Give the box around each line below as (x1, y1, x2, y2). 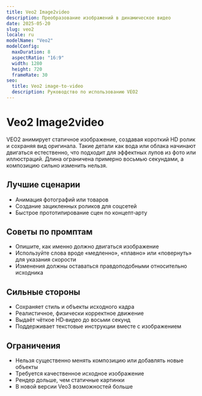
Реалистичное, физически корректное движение (15, 309, 144, 317)
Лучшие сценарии (6, 179, 81, 190)
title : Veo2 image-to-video (12, 83, 84, 90)
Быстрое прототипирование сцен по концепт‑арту (15, 209, 148, 216)
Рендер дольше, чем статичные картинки (15, 376, 125, 384)
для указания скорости (15, 256, 77, 263)
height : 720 (12, 66, 43, 72)
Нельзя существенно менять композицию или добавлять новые (15, 357, 184, 364)
